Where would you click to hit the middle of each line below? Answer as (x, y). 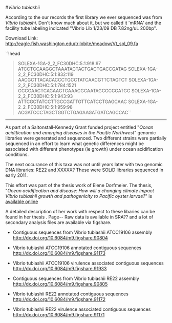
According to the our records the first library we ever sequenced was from (84, 17)
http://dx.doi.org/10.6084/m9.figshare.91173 (59, 253)
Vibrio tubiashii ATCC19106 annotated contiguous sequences (77, 248)
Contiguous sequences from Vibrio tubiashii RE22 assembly (76, 278)
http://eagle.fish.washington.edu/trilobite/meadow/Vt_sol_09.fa (72, 44)
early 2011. (17, 175)
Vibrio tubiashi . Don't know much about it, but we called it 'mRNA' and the (83, 23)
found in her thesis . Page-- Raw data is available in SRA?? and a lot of (79, 217)
